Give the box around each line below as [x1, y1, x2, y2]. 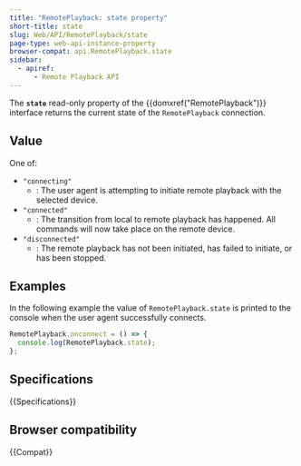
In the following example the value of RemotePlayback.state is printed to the [9, 302, 292, 313]
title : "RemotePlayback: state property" [9, 13, 169, 23]
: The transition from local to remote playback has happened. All [35, 213, 277, 224]
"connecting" [22, 176, 73, 186]
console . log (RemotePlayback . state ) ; [17, 338, 156, 348]
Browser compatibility [9, 422, 138, 438]
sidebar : [9, 55, 43, 64]
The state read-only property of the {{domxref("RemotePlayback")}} [9, 97, 267, 108]
